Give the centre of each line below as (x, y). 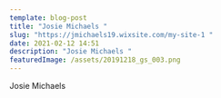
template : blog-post (49, 18)
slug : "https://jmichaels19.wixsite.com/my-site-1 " (111, 34)
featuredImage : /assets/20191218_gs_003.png (95, 60)
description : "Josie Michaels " (70, 52)
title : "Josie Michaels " (58, 26)
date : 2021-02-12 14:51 (55, 43)
